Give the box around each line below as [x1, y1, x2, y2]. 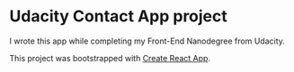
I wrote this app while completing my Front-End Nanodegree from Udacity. [9, 36, 286, 46]
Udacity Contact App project [9, 6, 227, 27]
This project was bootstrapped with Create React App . [9, 52, 211, 63]
